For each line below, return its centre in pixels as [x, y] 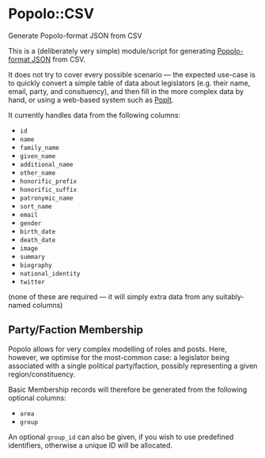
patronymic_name [46, 198]
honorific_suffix [48, 190]
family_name [39, 148]
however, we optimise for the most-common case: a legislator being [119, 357]
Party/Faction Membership [76, 330]
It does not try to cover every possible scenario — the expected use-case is [132, 74]
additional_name [46, 164]
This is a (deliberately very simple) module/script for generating [112, 51]
